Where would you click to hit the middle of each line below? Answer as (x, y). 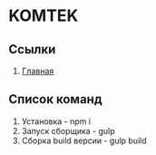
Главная (38, 71)
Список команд (55, 99)
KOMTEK (44, 16)
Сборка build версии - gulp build (84, 140)
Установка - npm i (56, 121)
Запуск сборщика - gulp (68, 131)
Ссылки (32, 49)
